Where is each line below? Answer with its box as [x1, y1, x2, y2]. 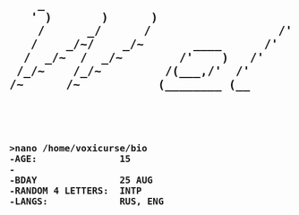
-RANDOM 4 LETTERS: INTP [9, 185, 142, 196]
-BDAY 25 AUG [9, 174, 154, 186]
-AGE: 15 [9, 152, 132, 165]
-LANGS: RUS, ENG [9, 195, 164, 207]
